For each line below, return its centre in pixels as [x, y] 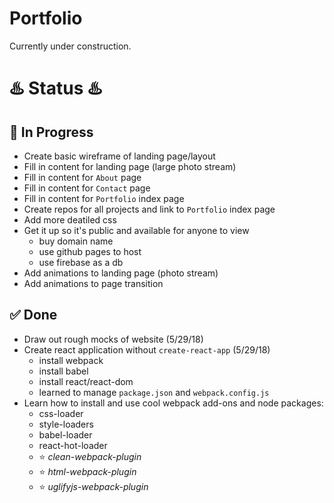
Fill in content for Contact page [87, 188]
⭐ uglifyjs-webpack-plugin [93, 486]
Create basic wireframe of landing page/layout [119, 156]
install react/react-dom [86, 381]
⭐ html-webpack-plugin [87, 471]
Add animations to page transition [93, 283]
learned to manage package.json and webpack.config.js [154, 392]
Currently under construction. [70, 46]
